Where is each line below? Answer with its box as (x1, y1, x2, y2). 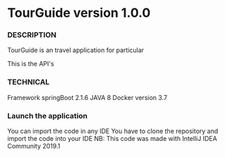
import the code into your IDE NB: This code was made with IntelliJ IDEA (7, 134, 217, 143)
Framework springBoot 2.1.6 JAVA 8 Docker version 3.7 (7, 93, 168, 101)
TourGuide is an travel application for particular (7, 46, 145, 54)
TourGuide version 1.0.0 (7, 5, 151, 21)
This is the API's (7, 60, 54, 68)
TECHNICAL (7, 77, 50, 87)
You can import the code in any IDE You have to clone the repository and (7, 127, 219, 135)
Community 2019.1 (7, 142, 61, 151)
